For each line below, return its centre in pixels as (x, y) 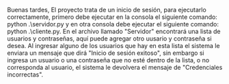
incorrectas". (25, 75)
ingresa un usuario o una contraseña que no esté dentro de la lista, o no (108, 60)
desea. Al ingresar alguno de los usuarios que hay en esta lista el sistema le (113, 46)
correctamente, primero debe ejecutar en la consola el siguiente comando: (112, 17)
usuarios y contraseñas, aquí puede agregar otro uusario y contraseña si (109, 39)
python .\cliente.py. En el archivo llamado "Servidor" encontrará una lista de (114, 31)
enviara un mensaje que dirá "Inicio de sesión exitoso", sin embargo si (106, 53)
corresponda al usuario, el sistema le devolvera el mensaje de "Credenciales (115, 67)
